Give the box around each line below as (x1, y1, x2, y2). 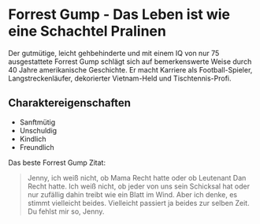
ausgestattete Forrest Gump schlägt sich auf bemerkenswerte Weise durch (8, 57, 252, 66)
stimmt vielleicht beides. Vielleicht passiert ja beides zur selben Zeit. (27, 198, 250, 207)
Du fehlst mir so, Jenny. (27, 207, 105, 216)
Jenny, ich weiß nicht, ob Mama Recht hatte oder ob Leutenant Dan (27, 173, 247, 182)
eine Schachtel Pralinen (8, 22, 167, 40)
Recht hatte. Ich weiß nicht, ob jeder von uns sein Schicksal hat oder (27, 181, 251, 191)
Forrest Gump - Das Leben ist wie (8, 6, 231, 24)
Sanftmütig (19, 117, 56, 127)
